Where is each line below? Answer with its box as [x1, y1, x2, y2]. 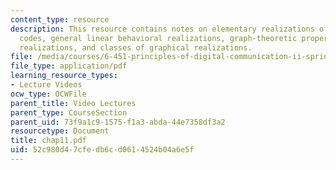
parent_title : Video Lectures [10, 98, 137, 108]
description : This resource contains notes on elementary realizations [10, 24, 315, 34]
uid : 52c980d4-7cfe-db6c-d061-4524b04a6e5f [10, 145, 195, 155]
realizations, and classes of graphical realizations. [19, 42, 253, 53]
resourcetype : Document [10, 126, 110, 136]
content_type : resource [10, 14, 110, 25]
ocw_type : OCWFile [10, 89, 87, 99]
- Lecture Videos [10, 80, 83, 90]
